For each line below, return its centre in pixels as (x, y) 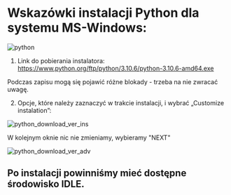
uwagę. (18, 89)
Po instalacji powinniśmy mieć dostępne (97, 173)
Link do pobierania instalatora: (61, 60)
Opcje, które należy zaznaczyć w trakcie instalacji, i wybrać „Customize (121, 102)
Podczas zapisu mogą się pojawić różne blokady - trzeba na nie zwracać (113, 81)
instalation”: (34, 110)
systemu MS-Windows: (77, 28)
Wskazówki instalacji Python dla (103, 13)
